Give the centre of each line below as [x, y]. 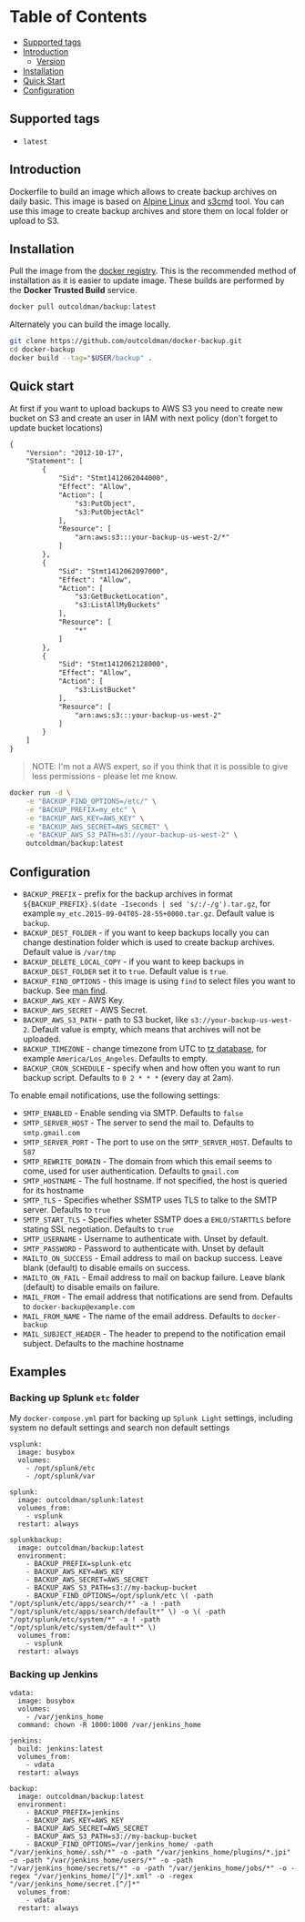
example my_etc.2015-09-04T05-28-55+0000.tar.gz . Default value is [148, 913]
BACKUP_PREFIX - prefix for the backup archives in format [128, 894]
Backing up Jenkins [54, 1674]
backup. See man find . [65, 991]
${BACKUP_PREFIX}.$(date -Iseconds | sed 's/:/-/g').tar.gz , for [147, 904]
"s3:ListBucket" [105, 690]
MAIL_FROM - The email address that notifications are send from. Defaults [158, 1297]
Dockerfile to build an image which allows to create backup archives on [143, 191]
